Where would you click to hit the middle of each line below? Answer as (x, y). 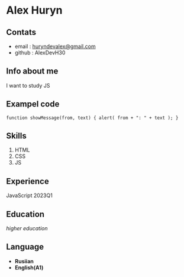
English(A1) (29, 268)
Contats (21, 32)
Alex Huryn (34, 10)
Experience (28, 181)
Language (25, 247)
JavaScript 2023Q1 (30, 195)
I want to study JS (28, 85)
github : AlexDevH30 (40, 53)
